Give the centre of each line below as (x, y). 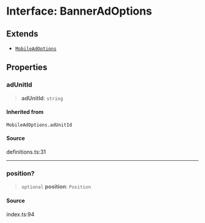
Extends (22, 34)
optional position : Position (56, 186)
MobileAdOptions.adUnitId (39, 125)
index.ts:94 (20, 214)
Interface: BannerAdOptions (79, 11)
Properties (27, 67)
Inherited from (25, 112)
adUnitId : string (42, 98)
